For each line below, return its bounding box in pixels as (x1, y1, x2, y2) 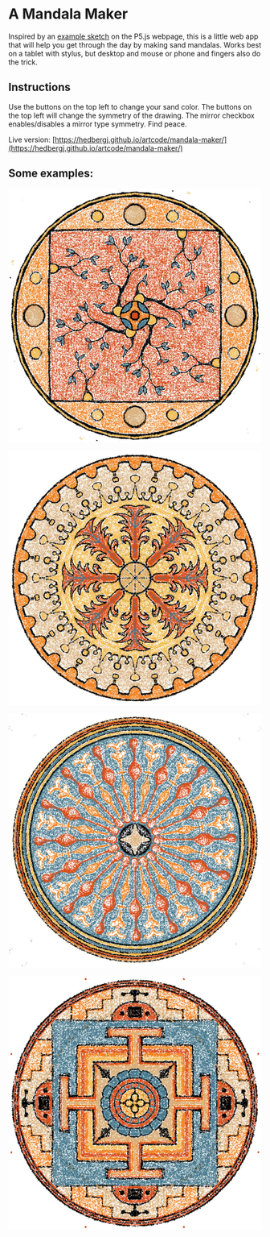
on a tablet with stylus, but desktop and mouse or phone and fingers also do (8, 48, 261, 58)
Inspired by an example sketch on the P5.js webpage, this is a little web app (8, 31, 259, 41)
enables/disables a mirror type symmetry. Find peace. (8, 118, 187, 129)
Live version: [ (8, 135, 55, 144)
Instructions (8, 81, 71, 94)
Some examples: (8, 167, 94, 181)
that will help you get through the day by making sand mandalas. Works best (8, 39, 262, 49)
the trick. (8, 57, 39, 67)
